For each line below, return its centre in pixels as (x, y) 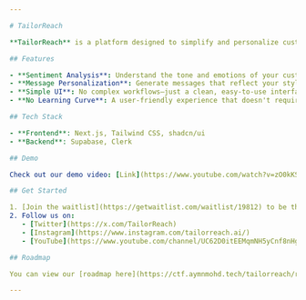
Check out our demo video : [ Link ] (75, 175)
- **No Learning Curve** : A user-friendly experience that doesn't (140, 101)
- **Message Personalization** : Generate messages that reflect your (144, 84)
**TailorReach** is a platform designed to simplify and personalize (144, 42)
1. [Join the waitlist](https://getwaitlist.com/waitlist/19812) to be (148, 207)
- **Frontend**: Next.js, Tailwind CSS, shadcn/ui (107, 133)
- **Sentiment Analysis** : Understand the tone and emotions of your (144, 75)
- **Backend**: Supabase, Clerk (71, 142)
